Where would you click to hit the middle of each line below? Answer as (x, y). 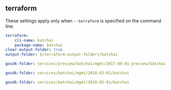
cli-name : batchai (34, 40)
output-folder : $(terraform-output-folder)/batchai (61, 55)
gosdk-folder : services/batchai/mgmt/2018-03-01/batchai (67, 73)
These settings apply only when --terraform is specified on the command (83, 20)
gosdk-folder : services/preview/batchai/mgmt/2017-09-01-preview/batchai (86, 64)
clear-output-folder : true (34, 50)
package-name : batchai (39, 45)
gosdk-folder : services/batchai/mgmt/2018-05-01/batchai (67, 82)
